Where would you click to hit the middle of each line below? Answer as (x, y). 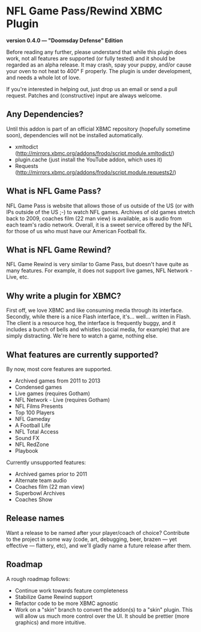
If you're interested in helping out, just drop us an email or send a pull (92, 89)
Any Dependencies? (45, 114)
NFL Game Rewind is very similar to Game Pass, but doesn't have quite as (97, 264)
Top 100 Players (35, 413)
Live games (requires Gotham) (52, 393)
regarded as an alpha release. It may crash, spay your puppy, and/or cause (99, 65)
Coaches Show (34, 499)
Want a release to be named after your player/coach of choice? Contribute (98, 532)
